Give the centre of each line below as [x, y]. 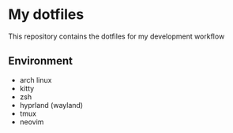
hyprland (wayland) [51, 105]
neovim [32, 122]
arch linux [36, 79]
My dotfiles [46, 15]
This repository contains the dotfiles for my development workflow [116, 36]
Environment [41, 61]
